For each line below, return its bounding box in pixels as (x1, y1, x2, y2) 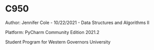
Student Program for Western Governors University (5, 38, 111, 45)
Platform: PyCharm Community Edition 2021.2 (5, 29, 100, 35)
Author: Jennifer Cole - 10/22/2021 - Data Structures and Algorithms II (5, 19, 150, 25)
